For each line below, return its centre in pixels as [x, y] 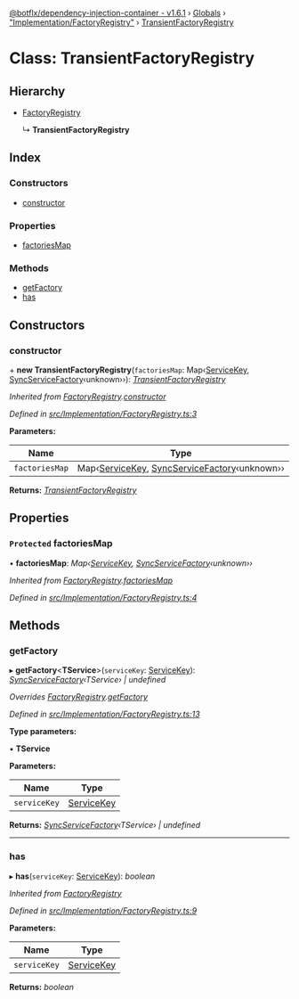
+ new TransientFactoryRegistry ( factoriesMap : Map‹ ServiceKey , [129, 370]
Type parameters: [43, 732]
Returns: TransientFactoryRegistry [73, 490]
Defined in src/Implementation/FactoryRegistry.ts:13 [105, 714]
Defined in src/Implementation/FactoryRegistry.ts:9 [103, 910]
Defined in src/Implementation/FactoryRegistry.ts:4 [103, 597]
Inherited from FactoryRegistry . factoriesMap [91, 580]
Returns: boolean [41, 987]
